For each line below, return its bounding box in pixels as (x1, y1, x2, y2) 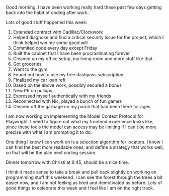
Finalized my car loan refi (13, 77, 66, 83)
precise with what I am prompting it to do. (6, 129, 92, 135)
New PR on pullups (13, 88, 53, 93)
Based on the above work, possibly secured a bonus (13, 82, 122, 88)
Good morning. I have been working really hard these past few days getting (6, 5, 162, 10)
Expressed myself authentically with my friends (13, 93, 112, 99)
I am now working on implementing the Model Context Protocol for (6, 113, 144, 119)
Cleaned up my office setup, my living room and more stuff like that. (13, 56, 154, 62)
